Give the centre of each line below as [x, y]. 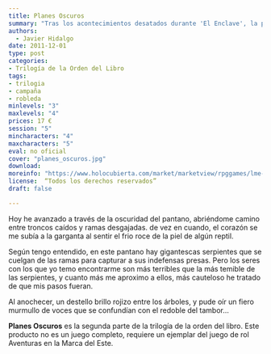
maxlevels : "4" [34, 114]
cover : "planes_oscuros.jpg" [57, 158]
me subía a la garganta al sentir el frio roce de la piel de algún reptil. [121, 236]
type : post [27, 53]
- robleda [25, 99]
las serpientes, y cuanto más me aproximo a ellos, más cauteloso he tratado [134, 277]
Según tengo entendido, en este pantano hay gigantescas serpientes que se [135, 251]
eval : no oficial [38, 151]
